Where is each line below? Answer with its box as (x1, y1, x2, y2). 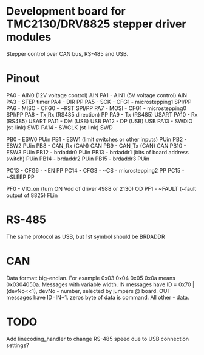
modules (6, 30, 52, 44)
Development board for (6, 4, 126, 18)
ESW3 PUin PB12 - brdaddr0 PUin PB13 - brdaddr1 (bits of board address (6, 148, 189, 156)
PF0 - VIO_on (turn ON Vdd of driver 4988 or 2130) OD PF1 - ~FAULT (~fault (6, 185, 197, 192)
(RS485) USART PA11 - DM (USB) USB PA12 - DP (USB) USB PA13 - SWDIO (6, 117, 193, 125)
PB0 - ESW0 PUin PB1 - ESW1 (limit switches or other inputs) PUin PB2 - (6, 136, 187, 143)
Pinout (6, 72, 41, 86)
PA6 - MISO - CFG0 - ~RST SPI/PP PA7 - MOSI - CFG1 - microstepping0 (6, 105, 187, 112)
